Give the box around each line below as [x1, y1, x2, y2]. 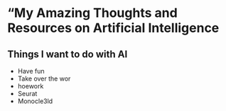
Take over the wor [17, 74, 71, 83]
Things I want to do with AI [7, 48, 128, 60]
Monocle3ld [17, 97, 53, 105]
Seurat [17, 90, 38, 98]
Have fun [17, 67, 45, 75]
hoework [17, 82, 44, 90]
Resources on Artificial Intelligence [7, 20, 220, 36]
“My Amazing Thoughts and [7, 5, 178, 21]
